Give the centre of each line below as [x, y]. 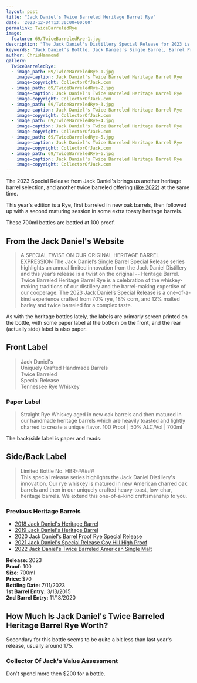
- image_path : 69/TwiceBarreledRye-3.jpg [63, 104]
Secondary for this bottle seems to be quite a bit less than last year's [89, 639]
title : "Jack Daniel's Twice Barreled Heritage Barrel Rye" [81, 17]
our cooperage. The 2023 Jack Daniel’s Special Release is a [93, 292]
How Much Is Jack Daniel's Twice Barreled [85, 616]
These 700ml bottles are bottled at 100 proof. [61, 223]
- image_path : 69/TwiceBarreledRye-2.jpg [63, 88]
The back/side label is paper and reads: [54, 439]
